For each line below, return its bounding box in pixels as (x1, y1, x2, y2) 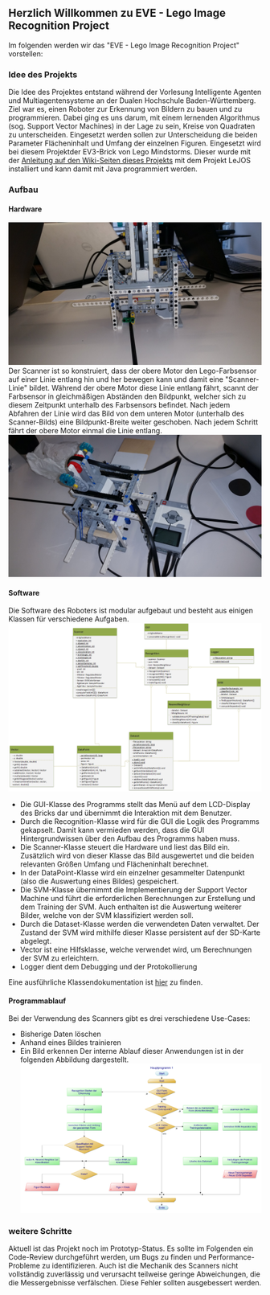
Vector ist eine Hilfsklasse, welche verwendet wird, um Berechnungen (19, 945, 252, 955)
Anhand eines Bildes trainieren (19, 1038, 122, 1047)
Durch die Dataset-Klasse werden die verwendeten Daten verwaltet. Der (19, 920, 260, 929)
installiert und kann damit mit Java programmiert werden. (8, 164, 198, 174)
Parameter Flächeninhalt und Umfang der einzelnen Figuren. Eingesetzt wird (8, 138, 261, 148)
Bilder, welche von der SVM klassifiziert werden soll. (19, 911, 194, 920)
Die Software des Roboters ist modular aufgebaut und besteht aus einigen (8, 606, 253, 616)
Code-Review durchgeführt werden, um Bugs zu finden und (8, 1252, 207, 1262)
